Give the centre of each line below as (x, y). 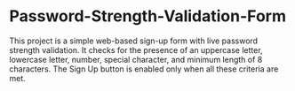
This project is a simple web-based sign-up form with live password (134, 41)
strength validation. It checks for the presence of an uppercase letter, (136, 49)
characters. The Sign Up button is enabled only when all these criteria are (144, 69)
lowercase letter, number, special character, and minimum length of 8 (136, 59)
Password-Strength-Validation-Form (148, 16)
